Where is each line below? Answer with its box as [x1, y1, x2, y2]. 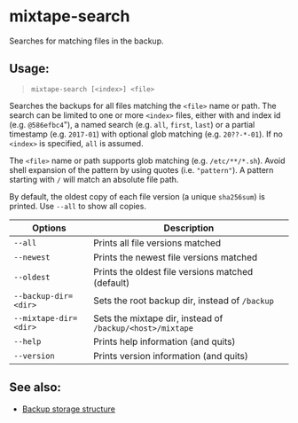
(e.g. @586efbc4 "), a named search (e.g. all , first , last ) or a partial [9, 119, 255, 129]
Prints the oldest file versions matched [92, 265, 254, 278]
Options [32, 222, 67, 234]
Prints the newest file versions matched [92, 251, 258, 263]
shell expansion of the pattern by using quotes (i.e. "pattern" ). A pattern [9, 164, 274, 175]
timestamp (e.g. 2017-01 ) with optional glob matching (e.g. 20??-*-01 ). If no [9, 129, 284, 139]
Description [163, 222, 215, 234]
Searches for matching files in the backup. [9, 35, 164, 46]
